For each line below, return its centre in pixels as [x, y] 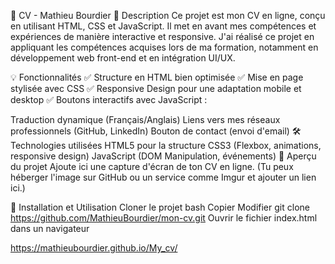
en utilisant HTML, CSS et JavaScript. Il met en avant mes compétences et [163, 26]
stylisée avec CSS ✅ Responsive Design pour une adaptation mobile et [156, 88]
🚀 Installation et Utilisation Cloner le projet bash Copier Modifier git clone [160, 207]
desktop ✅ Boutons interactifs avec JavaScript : [109, 99]
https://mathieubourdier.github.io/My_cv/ [94, 248]
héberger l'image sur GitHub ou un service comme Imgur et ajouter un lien [163, 177]
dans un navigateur [50, 228]
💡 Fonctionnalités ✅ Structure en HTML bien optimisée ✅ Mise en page [157, 77]
